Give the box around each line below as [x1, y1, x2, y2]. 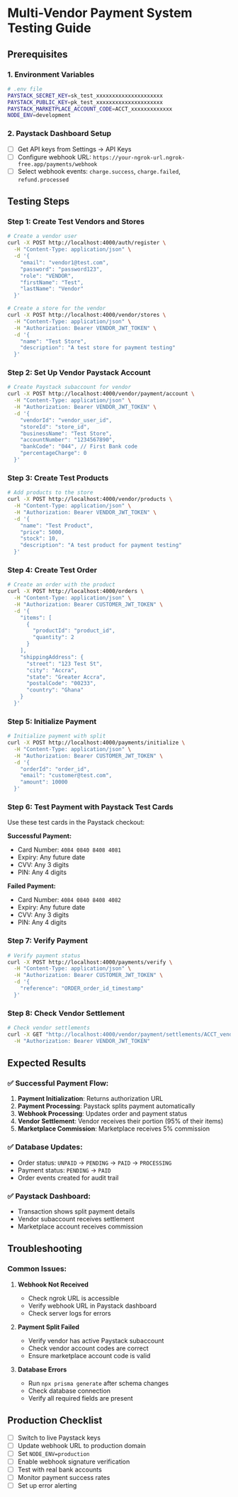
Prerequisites [7, 48, 68, 60]
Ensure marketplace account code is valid [28, 1351, 151, 1360]
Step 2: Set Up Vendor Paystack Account [7, 368, 151, 378]
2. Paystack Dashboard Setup [7, 129, 112, 139]
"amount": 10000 [20, 779, 69, 786]
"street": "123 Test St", [25, 660, 103, 667]
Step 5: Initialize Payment [7, 716, 97, 726]
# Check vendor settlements [7, 1024, 91, 1032]
